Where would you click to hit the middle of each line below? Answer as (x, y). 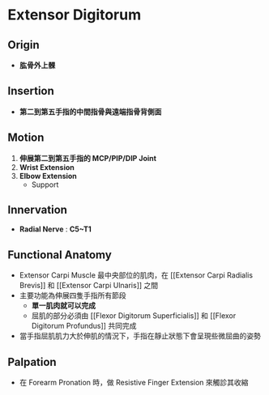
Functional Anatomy (60, 255)
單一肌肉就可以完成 (64, 306)
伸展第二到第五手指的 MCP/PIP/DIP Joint (88, 158)
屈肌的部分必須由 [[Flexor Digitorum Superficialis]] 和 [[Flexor (134, 316)
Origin (23, 45)
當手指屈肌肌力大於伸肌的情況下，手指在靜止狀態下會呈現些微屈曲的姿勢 (140, 336)
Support (45, 185)
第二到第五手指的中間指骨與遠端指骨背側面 (90, 112)
